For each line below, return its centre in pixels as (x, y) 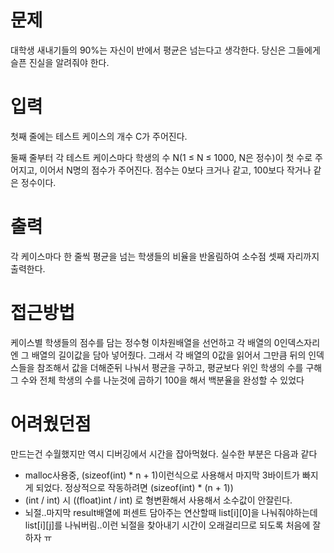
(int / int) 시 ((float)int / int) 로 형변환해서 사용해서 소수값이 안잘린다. (158, 500)
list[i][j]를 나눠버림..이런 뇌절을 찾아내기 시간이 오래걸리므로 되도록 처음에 (167, 525)
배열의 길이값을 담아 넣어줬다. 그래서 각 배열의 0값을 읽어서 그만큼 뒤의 (169, 355)
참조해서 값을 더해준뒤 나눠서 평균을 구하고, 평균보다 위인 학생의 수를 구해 (179, 367)
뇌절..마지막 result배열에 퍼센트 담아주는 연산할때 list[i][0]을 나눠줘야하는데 (171, 512)
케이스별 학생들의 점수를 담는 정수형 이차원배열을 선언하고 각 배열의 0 (145, 342)
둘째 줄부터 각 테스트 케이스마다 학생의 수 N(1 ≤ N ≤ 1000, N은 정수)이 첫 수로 (161, 157)
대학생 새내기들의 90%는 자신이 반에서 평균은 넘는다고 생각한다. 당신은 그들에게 (165, 50)
